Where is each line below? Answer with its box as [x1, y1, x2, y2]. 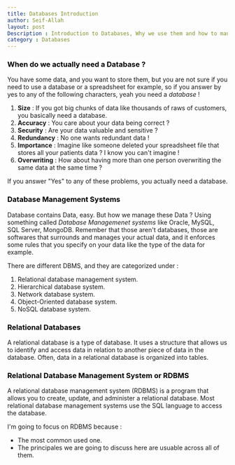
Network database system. [17, 290, 96, 298]
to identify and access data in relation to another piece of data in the [7, 346, 204, 354]
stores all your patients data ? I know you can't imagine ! [17, 149, 180, 157]
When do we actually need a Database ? [7, 60, 146, 69]
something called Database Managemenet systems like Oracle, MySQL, [7, 218, 215, 227]
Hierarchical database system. [17, 282, 106, 291]
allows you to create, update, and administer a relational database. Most [7, 394, 215, 403]
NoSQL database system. [17, 304, 91, 313]
